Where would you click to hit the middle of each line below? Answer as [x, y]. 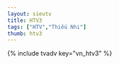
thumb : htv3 [25, 33]
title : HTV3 [25, 20]
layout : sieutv [30, 14]
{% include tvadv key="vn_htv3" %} [60, 53]
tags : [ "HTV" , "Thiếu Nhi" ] [47, 27]
